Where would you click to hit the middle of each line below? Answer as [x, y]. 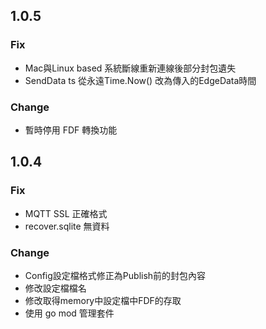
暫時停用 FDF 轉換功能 [71, 130]
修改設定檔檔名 [55, 288]
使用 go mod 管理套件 [69, 313]
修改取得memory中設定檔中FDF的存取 [103, 300]
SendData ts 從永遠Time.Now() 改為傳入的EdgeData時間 [140, 80]
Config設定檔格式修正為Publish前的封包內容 [115, 275]
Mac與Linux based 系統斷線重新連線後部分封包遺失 [130, 68]
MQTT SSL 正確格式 [66, 213]
